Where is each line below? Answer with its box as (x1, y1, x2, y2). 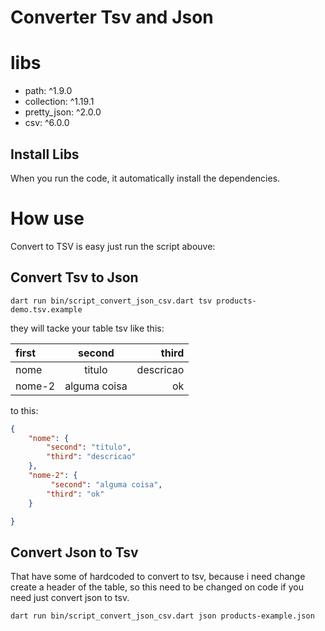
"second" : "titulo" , (46, 442, 132, 453)
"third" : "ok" (46, 489, 105, 499)
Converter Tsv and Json (10, 6, 214, 29)
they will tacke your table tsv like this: (10, 322, 165, 334)
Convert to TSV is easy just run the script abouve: (10, 240, 216, 252)
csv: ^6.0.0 (24, 117, 70, 129)
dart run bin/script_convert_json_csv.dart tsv (10, 296, 213, 306)
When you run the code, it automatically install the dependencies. (10, 172, 281, 184)
